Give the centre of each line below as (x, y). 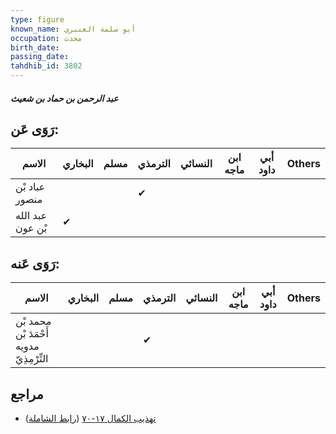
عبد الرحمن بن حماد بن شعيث (64, 98)
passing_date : (40, 57)
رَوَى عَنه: (35, 263)
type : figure (37, 19)
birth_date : (35, 47)
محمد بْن (33, 321)
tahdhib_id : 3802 (46, 66)
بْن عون (31, 228)
